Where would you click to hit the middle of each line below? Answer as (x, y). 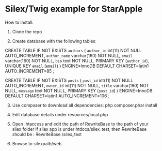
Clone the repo (27, 31)
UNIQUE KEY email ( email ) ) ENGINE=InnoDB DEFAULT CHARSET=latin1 (77, 66)
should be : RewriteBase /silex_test (47, 134)
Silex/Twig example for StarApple (74, 9)
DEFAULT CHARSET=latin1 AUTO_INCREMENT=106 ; (57, 96)
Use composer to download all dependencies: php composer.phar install (85, 105)
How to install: (19, 22)
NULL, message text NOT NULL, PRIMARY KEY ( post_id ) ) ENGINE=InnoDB (79, 91)
